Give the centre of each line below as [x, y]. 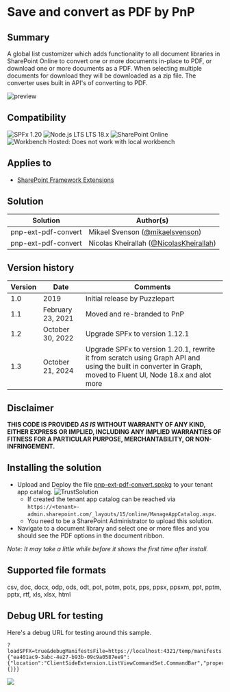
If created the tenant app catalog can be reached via [101, 499]
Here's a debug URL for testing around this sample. [79, 632]
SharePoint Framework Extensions [65, 180]
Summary [28, 37]
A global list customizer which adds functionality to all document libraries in [114, 54]
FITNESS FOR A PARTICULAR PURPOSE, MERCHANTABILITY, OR [101, 439]
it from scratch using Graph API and [143, 358]
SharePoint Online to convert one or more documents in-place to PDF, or [110, 61]
